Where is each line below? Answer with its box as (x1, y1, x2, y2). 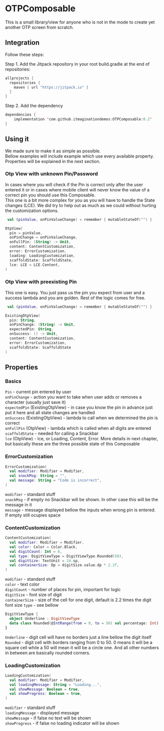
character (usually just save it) (5, 400, 66, 405)
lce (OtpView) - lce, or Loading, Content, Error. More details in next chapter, (5, 436, 158, 442)
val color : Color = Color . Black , (9, 544, 78, 549)
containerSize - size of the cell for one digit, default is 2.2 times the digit (5, 597, 152, 603)
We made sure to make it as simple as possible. (5, 148, 101, 154)
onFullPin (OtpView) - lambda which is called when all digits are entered (5, 425, 151, 431)
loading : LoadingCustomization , (9, 253, 76, 258)
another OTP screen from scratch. (5, 24, 74, 30)
